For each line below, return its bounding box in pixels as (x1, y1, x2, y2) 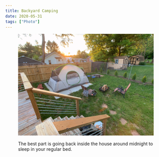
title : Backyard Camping (5, 8, 58, 13)
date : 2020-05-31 (5, 13, 42, 19)
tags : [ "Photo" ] (5, 19, 40, 24)
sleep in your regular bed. (18, 146, 73, 152)
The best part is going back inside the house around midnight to (18, 141, 153, 147)
